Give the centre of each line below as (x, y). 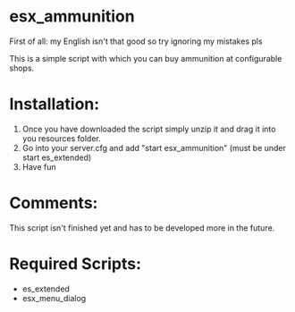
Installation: (55, 104)
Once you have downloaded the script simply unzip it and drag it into (149, 129)
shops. (22, 68)
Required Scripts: (75, 264)
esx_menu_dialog (54, 298)
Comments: (54, 203)
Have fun (39, 166)
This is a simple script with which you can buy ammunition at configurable (146, 58)
